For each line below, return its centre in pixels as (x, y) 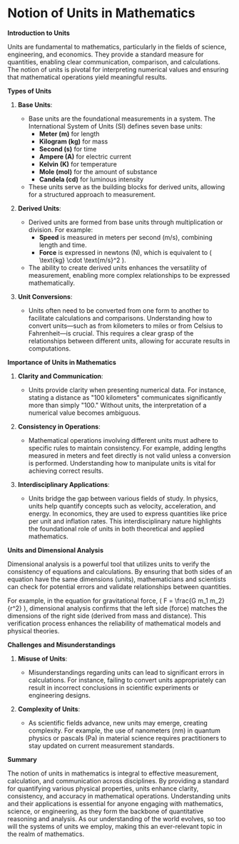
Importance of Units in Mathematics (62, 362)
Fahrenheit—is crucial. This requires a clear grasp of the (111, 333)
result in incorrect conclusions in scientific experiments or (113, 688)
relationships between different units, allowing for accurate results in (129, 341)
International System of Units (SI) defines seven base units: (116, 126)
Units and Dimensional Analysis (55, 550)
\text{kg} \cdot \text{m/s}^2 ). (82, 260)
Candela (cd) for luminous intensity (91, 179)
